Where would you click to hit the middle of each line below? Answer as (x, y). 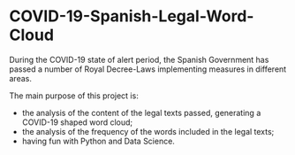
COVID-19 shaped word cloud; (77, 122)
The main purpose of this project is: (74, 96)
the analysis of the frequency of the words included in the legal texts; (148, 131)
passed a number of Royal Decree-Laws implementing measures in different (148, 69)
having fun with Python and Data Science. (98, 141)
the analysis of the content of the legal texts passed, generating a (141, 112)
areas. (21, 78)
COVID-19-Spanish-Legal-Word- (132, 16)
